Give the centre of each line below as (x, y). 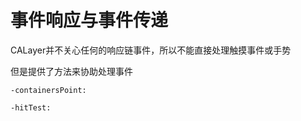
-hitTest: (31, 107)
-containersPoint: (48, 90)
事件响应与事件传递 (89, 20)
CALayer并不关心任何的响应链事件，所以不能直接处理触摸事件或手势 (151, 50)
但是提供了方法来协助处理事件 (71, 71)
